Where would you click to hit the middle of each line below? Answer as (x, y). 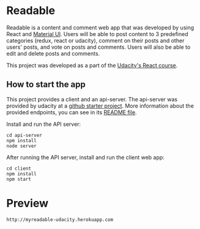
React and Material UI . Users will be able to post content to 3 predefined (97, 34)
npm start (19, 179)
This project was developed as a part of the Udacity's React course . (92, 65)
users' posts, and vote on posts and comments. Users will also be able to (98, 47)
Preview (28, 203)
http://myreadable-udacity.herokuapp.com (60, 220)
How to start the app (46, 85)
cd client (19, 169)
